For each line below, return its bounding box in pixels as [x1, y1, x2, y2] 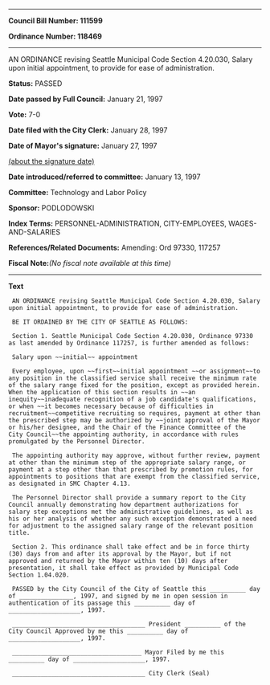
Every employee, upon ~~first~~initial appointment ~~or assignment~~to [11, 367, 261, 375]
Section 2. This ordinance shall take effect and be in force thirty [11, 543, 250, 551]
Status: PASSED [8, 79, 63, 88]
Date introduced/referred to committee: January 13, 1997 [8, 172, 201, 181]
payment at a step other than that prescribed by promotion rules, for [8, 466, 253, 474]
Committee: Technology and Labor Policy [8, 188, 147, 197]
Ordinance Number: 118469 [8, 31, 103, 41]
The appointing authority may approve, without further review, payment [11, 451, 261, 459]
